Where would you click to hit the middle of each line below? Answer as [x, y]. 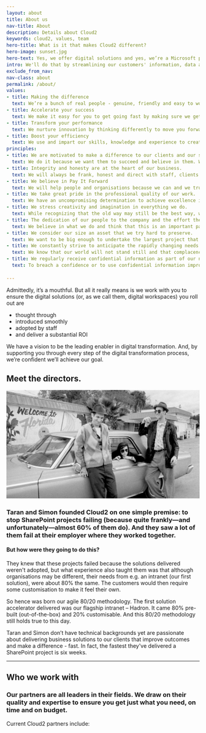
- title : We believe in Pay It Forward [57, 181]
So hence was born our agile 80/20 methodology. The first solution [91, 602]
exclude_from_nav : [30, 71]
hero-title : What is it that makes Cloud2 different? [77, 45]
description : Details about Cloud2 [52, 33]
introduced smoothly [41, 321]
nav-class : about [29, 78]
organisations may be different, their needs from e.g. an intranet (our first [99, 577]
